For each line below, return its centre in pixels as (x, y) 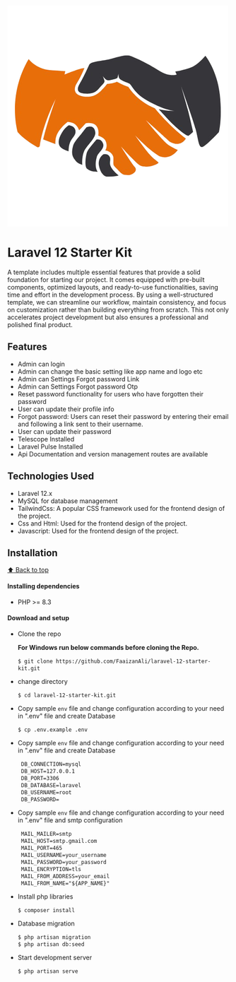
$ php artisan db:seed (51, 944)
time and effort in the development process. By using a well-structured (110, 295)
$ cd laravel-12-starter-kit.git (67, 695)
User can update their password (64, 431)
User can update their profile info (66, 409)
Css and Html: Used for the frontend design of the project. (102, 523)
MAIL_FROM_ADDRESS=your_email (65, 876)
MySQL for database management (67, 501)
